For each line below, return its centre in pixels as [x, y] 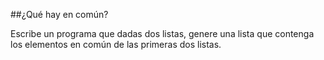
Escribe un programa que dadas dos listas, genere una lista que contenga [162, 33]
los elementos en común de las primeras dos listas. [116, 44]
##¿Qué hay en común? [59, 14]
